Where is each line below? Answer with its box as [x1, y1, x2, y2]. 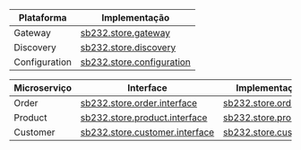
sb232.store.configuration [80, 56, 191, 68]
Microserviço [13, 82, 73, 93]
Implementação [101, 12, 170, 23]
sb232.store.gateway [80, 27, 170, 39]
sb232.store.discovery [80, 41, 176, 53]
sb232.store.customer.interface [80, 126, 215, 138]
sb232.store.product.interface [80, 111, 208, 124]
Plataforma [18, 12, 67, 23]
